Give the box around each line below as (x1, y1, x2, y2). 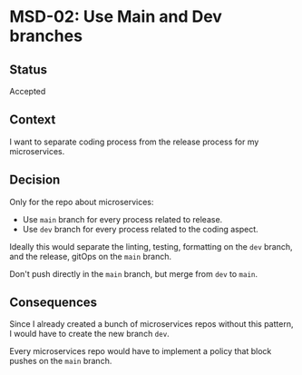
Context (9, 112, 56, 128)
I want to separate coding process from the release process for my (9, 136, 259, 147)
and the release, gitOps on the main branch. (9, 251, 172, 262)
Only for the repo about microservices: (9, 196, 154, 207)
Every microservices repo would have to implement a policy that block (9, 346, 272, 357)
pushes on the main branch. (9, 356, 112, 367)
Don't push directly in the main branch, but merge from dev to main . (9, 268, 258, 279)
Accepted (9, 86, 46, 96)
